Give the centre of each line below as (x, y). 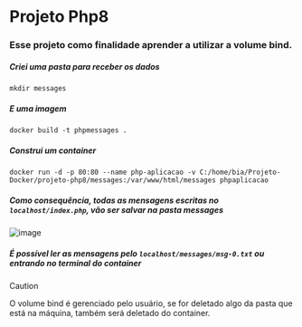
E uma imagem (38, 108)
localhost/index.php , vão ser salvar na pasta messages (117, 209)
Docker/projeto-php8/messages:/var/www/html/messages (113, 180)
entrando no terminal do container (75, 263)
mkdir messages (38, 89)
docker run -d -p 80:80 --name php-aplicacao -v (103, 173)
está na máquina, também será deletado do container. (110, 313)
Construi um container (53, 150)
